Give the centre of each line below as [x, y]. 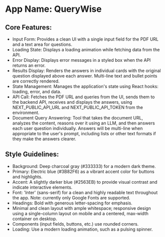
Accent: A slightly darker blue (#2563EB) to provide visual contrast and [85, 182]
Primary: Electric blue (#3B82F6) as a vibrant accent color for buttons [83, 171]
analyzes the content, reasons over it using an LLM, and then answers [83, 123]
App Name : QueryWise [54, 9]
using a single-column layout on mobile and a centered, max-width [80, 213]
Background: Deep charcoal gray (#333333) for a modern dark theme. [84, 166]
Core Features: [28, 27]
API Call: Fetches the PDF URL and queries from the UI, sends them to [83, 97]
